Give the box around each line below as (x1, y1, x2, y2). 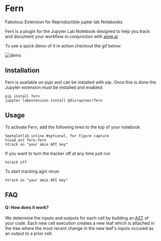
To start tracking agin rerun (5, 168, 59, 174)
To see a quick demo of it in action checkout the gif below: (5, 43, 122, 48)
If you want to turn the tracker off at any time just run (5, 150, 110, 156)
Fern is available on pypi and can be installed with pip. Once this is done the (5, 79, 156, 85)
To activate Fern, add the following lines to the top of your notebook (5, 124, 140, 130)
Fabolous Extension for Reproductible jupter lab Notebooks (5, 19, 123, 25)
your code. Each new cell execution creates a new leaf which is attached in (5, 220, 155, 226)
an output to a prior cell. (5, 231, 53, 237)
